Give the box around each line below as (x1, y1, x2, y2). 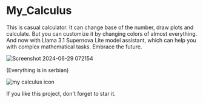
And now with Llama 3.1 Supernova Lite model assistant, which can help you (6, 36, 196, 44)
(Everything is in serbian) (6, 66, 69, 73)
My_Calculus (6, 4, 72, 18)
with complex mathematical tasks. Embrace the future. (6, 43, 142, 50)
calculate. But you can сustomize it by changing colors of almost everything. (6, 30, 198, 37)
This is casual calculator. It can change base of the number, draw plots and (6, 24, 194, 31)
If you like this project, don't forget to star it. (6, 90, 116, 97)
